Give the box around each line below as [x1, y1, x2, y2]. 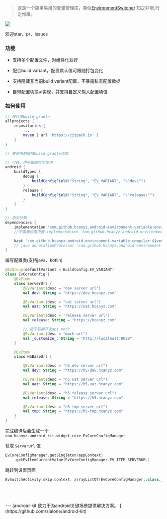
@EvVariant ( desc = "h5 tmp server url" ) [23, 404, 108, 409]
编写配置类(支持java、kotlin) [5, 257, 63, 263]
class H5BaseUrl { [14, 354, 52, 359]
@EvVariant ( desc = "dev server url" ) [23, 285, 101, 291]
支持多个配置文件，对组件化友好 [12, 57, 78, 63]
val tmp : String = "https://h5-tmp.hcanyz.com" [23, 409, 123, 414]
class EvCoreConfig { [5, 272, 50, 277]
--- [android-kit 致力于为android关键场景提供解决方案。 [5, 503, 119, 509]
